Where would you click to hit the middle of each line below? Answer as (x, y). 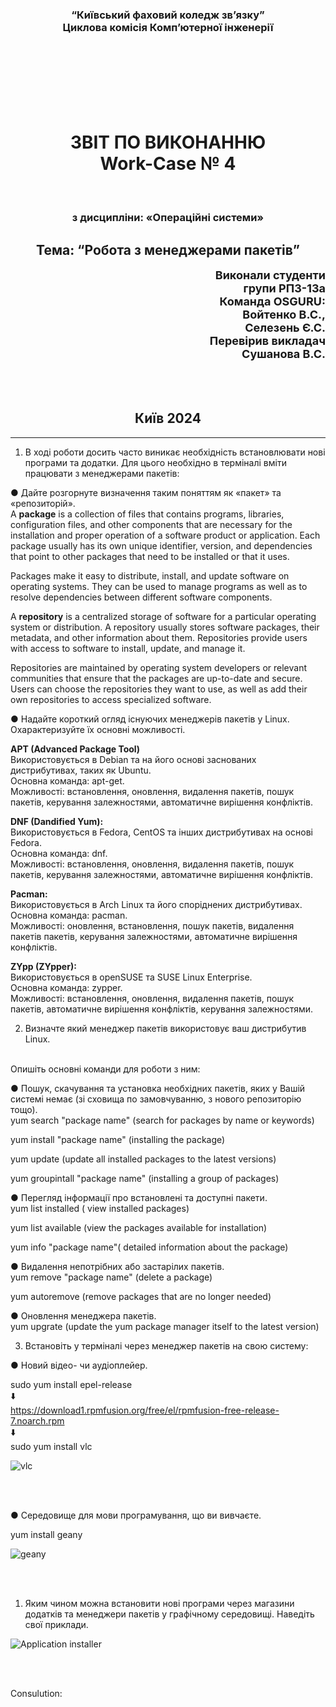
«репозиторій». (43, 503)
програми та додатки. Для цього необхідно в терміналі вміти (155, 462)
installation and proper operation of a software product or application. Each (165, 535)
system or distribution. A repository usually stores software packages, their (165, 627)
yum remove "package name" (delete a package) (111, 1277)
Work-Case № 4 (168, 164)
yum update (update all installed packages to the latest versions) (143, 1159)
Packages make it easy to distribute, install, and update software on (150, 575)
